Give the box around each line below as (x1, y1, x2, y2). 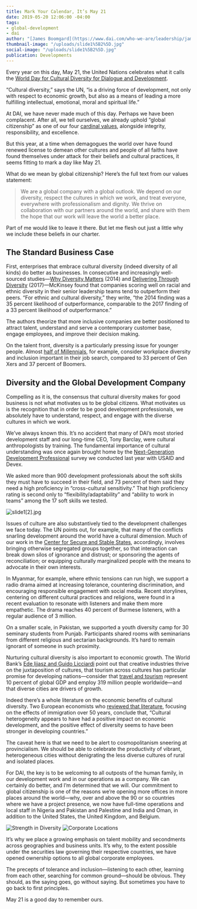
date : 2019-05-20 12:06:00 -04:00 (6, 14, 91, 20)
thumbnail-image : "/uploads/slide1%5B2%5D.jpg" (6, 42, 125, 48)
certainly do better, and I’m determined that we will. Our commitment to (6, 782, 178, 789)
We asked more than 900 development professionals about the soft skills (6, 472, 182, 479)
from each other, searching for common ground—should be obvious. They (6, 872, 186, 879)
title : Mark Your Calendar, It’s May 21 (6, 8, 107, 15)
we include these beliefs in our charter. (6, 230, 100, 237)
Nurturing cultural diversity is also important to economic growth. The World (6, 654, 191, 661)
